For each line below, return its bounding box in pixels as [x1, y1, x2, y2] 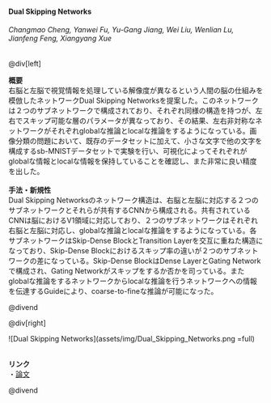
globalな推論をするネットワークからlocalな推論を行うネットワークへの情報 [8, 276, 257, 286]
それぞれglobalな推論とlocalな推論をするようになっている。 [50, 125, 250, 135]
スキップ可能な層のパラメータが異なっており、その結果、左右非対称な [22, 116, 256, 125]
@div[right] [8, 318, 46, 328]
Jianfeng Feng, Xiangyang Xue [8, 33, 112, 44]
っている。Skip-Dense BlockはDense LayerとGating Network [57, 256, 261, 265]
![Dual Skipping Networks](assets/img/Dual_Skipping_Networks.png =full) [8, 333, 255, 343]
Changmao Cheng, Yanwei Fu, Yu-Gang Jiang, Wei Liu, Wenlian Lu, [8, 25, 235, 35]
